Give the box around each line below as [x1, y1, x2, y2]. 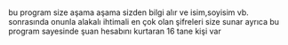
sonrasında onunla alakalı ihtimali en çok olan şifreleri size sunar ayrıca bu [8, 17, 280, 27]
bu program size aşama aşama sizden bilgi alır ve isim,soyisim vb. [8, 7, 250, 18]
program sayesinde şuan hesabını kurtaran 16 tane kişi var [8, 26, 221, 37]
